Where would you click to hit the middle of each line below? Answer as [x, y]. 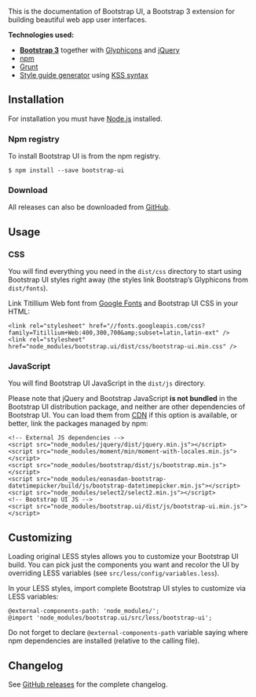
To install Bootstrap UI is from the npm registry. [84, 156]
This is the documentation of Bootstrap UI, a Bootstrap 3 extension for [122, 11]
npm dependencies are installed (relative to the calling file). [104, 641]
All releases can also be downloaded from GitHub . [89, 207]
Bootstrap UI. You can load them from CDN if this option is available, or [123, 415]
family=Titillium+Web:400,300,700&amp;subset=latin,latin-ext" [114, 333]
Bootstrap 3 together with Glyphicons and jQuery [100, 50]
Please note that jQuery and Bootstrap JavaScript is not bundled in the [123, 399]
